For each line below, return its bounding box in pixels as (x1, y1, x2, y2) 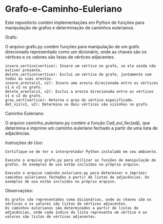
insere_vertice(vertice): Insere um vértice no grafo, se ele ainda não (5, 63, 156, 68)
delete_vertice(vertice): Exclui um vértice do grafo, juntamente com (5, 72, 152, 77)
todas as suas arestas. (5, 76, 54, 81)
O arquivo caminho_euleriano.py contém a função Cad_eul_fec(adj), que (5, 120, 150, 125)
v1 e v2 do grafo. (5, 93, 42, 98)
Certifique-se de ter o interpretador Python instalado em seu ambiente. (5, 149, 159, 154)
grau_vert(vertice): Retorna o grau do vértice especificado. (5, 98, 134, 102)
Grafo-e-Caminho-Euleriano (5, 3, 122, 15)
